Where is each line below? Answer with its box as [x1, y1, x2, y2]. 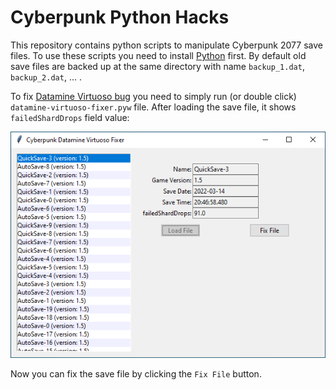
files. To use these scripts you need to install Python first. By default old [10, 49, 307, 61]
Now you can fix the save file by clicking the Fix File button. [10, 367, 262, 380]
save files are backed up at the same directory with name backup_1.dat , [10, 60, 305, 72]
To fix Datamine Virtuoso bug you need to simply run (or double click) [10, 90, 297, 102]
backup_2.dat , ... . [10, 71, 82, 83]
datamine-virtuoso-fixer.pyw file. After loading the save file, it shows [10, 101, 297, 113]
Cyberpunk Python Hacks [10, 6, 230, 29]
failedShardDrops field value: [10, 111, 130, 123]
